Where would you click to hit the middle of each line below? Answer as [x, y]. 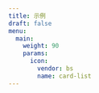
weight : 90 [41, 46]
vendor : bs [56, 69]
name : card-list [64, 76]
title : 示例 [27, 16]
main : [25, 38]
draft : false [30, 23]
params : [35, 53]
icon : [39, 61]
